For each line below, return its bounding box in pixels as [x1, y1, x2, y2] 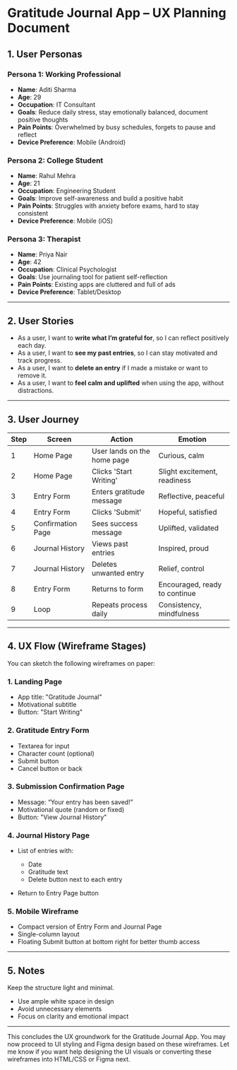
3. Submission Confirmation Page [7, 782, 125, 792]
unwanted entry [91, 568, 145, 578]
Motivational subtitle [17, 700, 77, 709]
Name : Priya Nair [17, 250, 68, 259]
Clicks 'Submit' [91, 507, 142, 517]
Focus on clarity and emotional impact [17, 1012, 129, 1021]
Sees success [91, 519, 138, 529]
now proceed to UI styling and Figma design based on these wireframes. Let [7, 1040, 230, 1049]
